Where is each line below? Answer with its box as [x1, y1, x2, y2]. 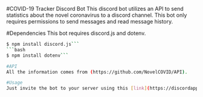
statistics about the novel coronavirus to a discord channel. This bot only [6, 11, 187, 19]
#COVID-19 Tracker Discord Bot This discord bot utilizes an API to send [6, 5, 184, 12]
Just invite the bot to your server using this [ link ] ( [6, 86, 150, 92]
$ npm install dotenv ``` [6, 52, 69, 58]
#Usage [6, 80, 23, 86]
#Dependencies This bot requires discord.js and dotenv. [6, 30, 146, 37]
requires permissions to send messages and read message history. [6, 18, 173, 25]
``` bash [6, 46, 26, 53]
